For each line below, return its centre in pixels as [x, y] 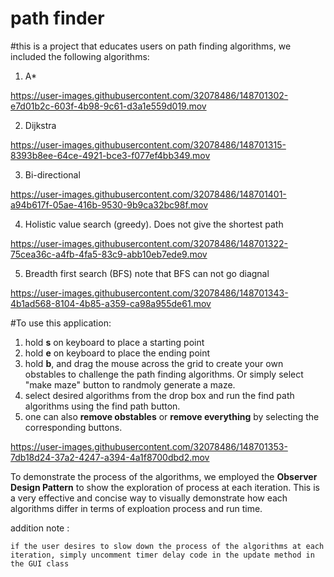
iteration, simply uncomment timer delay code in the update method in [162, 555]
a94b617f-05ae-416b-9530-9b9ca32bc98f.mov [109, 204]
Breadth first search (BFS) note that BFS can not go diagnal [147, 273]
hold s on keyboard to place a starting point [114, 342]
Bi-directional [52, 174]
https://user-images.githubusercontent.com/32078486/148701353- [149, 446]
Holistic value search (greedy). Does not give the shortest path [154, 224]
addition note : [40, 528]
